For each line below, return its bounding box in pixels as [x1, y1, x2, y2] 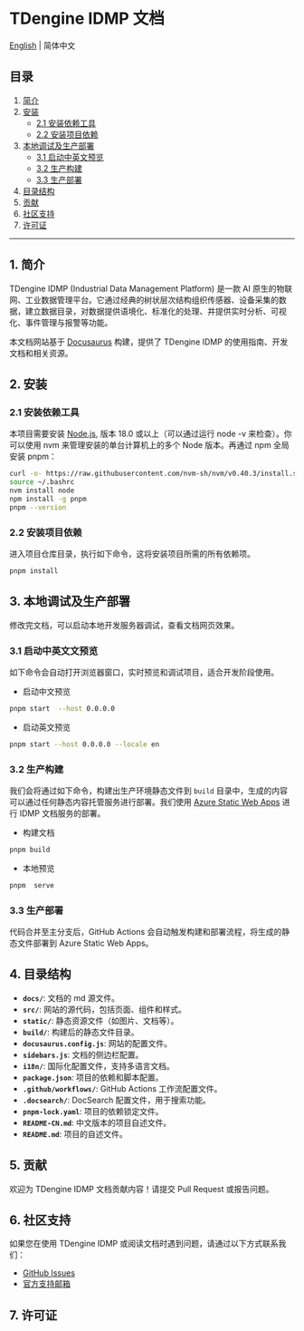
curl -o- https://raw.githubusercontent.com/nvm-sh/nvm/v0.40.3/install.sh [9, 469, 301, 479]
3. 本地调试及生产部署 [9, 594, 131, 609]
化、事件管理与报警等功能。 [9, 316, 113, 327]
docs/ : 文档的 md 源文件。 [22, 992, 120, 1003]
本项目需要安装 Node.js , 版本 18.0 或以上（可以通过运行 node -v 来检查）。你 [9, 428, 292, 440]
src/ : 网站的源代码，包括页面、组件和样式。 [22, 1004, 187, 1015]
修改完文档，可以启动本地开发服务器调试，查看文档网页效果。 [9, 619, 240, 630]
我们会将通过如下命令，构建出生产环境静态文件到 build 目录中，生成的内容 [9, 785, 288, 796]
